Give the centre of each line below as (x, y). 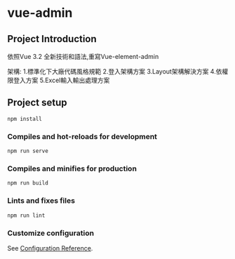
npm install (25, 119)
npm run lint (26, 215)
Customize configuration (51, 233)
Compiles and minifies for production (72, 168)
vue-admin (40, 13)
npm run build (28, 183)
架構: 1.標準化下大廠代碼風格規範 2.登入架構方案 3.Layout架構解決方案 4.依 (115, 71)
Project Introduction (52, 39)
